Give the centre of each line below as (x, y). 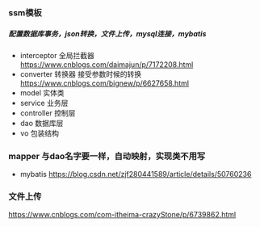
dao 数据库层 (42, 123)
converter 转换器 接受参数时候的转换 (81, 74)
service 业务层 (44, 103)
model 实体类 (42, 92)
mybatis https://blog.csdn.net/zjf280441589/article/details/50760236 (136, 174)
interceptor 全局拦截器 (57, 55)
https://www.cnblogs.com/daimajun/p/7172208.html (107, 64)
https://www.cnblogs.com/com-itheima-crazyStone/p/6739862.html (122, 215)
